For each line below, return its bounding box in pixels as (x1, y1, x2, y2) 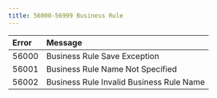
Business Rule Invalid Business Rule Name (46, 76, 206, 88)
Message (46, 37, 82, 48)
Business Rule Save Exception (46, 50, 160, 61)
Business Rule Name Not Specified (46, 63, 178, 74)
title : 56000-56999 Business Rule (8, 11, 124, 20)
